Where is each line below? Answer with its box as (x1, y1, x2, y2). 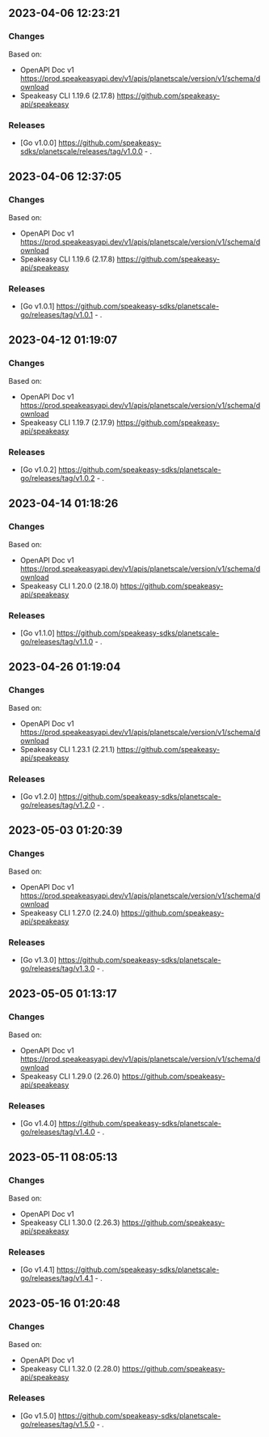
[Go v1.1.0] (19, 627, 55, 638)
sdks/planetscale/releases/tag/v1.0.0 (19, 146, 143, 156)
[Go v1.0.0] (19, 138, 57, 147)
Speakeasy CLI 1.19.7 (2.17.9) (19, 417, 116, 427)
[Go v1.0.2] (19, 465, 57, 474)
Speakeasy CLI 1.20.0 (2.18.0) (19, 580, 119, 590)
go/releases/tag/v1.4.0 (19, 1127, 95, 1137)
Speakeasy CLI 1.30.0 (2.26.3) (19, 1218, 120, 1227)
